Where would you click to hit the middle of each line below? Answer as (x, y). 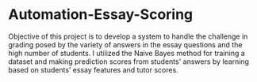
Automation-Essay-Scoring (101, 15)
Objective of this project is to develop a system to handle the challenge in (128, 36)
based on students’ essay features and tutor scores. (93, 69)
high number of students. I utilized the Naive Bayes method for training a (127, 53)
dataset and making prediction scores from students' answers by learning (129, 61)
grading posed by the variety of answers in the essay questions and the (125, 44)
